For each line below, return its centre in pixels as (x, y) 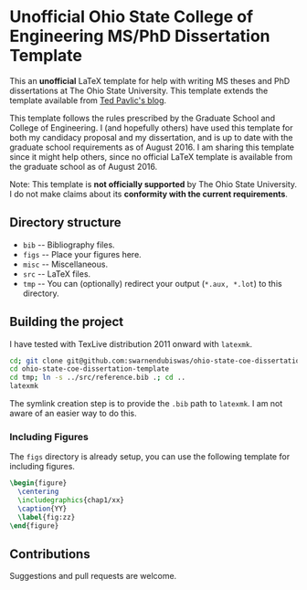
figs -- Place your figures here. (82, 254)
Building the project (67, 322)
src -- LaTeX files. (57, 274)
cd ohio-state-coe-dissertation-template (90, 369)
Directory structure (65, 222)
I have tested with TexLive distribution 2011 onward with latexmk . (131, 343)
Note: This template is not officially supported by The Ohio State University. (153, 184)
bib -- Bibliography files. (69, 245)
